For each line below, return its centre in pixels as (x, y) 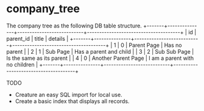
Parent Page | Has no (155, 45)
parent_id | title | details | (37, 38)
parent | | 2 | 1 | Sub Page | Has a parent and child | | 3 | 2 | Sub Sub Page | (100, 51)
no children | (22, 64)
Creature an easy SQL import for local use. (69, 95)
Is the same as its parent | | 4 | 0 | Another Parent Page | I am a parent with (100, 58)
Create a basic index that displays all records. (72, 101)
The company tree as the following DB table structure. (74, 26)
